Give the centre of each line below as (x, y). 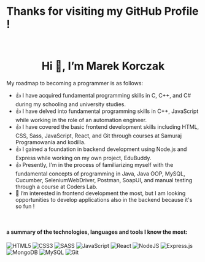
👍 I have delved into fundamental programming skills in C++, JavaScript (107, 111)
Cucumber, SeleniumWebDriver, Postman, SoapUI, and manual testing (103, 180)
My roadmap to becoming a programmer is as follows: (75, 83)
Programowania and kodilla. (50, 142)
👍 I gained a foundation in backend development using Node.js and (101, 149)
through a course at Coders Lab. (56, 187)
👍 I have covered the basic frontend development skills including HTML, (107, 126)
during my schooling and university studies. (70, 104)
